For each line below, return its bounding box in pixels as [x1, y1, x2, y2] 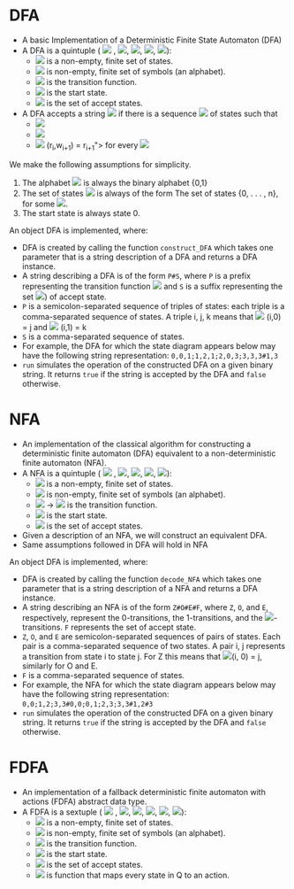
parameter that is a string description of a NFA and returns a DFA [21, 583, 258, 593]
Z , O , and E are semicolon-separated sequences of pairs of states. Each [21, 630, 281, 642]
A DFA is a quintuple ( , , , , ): [21, 45, 172, 56]
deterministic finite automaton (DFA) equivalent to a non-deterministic [21, 448, 276, 459]
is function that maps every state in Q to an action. [46, 870, 230, 880]
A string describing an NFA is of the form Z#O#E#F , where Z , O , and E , [21, 601, 269, 612]
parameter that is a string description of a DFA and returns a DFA [21, 251, 258, 262]
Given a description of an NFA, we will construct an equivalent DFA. [21, 530, 268, 540]
